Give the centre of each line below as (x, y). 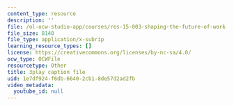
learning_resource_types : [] (49, 46)
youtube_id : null (39, 91)
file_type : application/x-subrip (56, 40)
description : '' (31, 20)
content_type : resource (42, 14)
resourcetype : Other (37, 66)
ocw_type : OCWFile (34, 59)
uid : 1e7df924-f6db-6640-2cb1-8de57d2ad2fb (71, 78)
